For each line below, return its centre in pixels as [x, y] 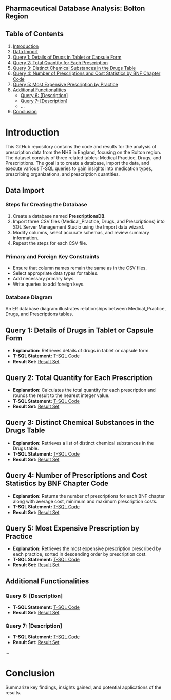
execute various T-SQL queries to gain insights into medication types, [79, 168]
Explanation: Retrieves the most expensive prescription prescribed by [87, 548]
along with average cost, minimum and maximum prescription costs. [85, 501]
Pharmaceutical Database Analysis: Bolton [75, 8]
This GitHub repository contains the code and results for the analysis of [81, 147]
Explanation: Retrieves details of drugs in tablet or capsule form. [81, 351]
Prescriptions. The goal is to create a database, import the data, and [77, 163]
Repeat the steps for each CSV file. [50, 243]
